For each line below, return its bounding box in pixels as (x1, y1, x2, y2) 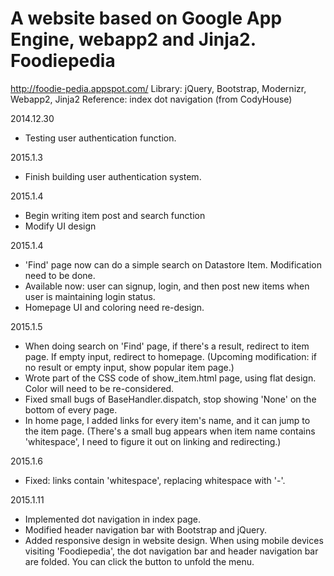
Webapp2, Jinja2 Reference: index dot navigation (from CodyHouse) (10, 93, 293, 105)
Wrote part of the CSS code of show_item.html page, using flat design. (24, 372, 317, 384)
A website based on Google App (10, 7, 283, 30)
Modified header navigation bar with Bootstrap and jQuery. (24, 523, 268, 536)
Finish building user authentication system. (24, 170, 202, 182)
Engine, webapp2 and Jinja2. (10, 28, 257, 51)
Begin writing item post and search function (24, 209, 206, 221)
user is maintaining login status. (24, 290, 156, 302)
